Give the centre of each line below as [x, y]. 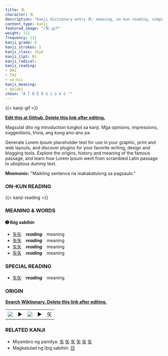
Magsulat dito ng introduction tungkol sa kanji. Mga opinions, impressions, [82, 127]
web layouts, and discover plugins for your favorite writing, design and [78, 148]
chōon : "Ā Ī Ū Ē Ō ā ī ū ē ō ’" [39, 94]
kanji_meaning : [21, 84]
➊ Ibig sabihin [20, 222]
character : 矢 [19, 15]
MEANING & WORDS [30, 210]
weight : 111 [17, 33]
